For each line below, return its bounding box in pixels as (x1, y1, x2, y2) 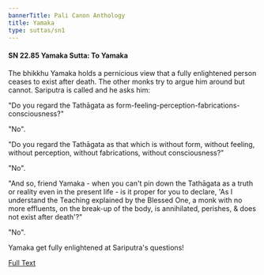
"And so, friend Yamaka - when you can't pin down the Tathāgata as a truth (8, 179, 254, 188)
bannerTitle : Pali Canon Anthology (8, 11, 126, 20)
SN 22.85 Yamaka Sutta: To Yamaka (8, 51, 129, 60)
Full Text (8, 258, 36, 267)
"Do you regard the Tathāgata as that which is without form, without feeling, (8, 139, 255, 149)
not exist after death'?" (8, 212, 83, 221)
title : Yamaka (8, 19, 55, 27)
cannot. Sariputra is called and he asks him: (8, 85, 151, 95)
